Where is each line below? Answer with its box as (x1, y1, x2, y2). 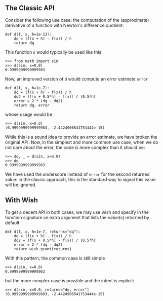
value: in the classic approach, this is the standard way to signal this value (5, 176, 156, 182)
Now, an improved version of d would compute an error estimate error (5, 76, 148, 82)
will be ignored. (5, 182, 37, 188)
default (5, 220, 20, 226)
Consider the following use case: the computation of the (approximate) (5, 17, 149, 23)
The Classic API (5, 4, 55, 12)
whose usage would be (5, 111, 53, 117)
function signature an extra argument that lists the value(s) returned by (5, 214, 150, 220)
